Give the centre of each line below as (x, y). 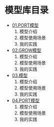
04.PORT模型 (25, 100)
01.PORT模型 (25, 25)
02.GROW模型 (26, 50)
